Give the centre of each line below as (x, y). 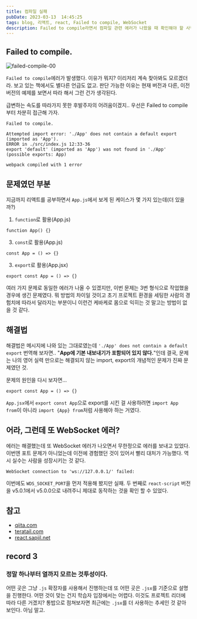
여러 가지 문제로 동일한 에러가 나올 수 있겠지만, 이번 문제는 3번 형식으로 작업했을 (97, 287)
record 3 (22, 556)
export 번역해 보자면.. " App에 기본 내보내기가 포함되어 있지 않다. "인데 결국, (92, 353)
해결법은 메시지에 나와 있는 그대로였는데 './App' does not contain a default (97, 345)
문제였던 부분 (28, 184)
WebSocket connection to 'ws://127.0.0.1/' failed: (70, 471)
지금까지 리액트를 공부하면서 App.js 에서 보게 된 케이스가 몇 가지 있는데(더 (90, 199)
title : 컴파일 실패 (27, 11)
